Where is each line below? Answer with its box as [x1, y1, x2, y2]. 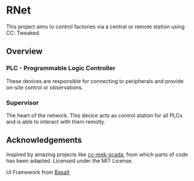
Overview [6, 47, 43, 57]
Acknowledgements [6, 135, 82, 145]
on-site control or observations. [6, 84, 83, 91]
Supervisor [6, 98, 39, 107]
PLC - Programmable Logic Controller [6, 64, 116, 73]
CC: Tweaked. [6, 29, 41, 36]
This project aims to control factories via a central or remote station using [6, 23, 185, 30]
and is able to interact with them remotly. [6, 118, 106, 125]
